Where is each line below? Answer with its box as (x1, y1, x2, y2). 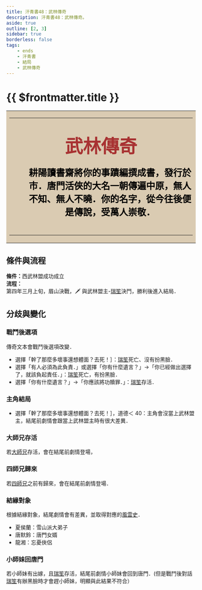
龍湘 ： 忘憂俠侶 (14, 539, 52, 546)
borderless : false (6, 37, 52, 43)
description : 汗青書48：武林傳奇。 (6, 14, 87, 20)
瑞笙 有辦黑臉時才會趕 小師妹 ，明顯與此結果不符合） (6, 577, 133, 585)
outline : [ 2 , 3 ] (6, 25, 47, 32)
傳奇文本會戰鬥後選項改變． (6, 343, 75, 350)
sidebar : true (6, 31, 42, 37)
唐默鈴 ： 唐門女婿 (14, 531, 58, 538)
